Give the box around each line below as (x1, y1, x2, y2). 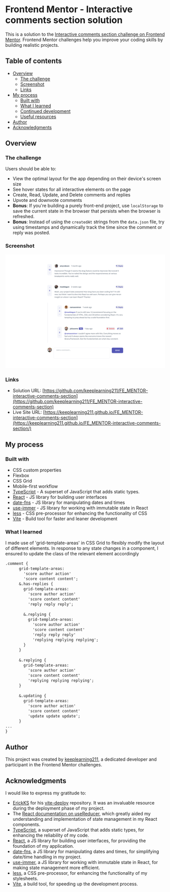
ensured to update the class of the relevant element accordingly (5, 551, 140, 557)
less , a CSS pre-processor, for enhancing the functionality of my (12, 870, 148, 876)
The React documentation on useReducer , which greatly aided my (12, 810, 151, 817)
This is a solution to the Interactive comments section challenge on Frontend (5, 31, 165, 37)
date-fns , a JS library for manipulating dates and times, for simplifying (12, 848, 159, 854)
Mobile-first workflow (12, 483, 58, 489)
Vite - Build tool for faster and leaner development (12, 516, 118, 522)
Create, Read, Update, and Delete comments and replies (12, 192, 131, 198)
